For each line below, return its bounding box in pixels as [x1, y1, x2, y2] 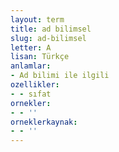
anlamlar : [10, 61, 52, 71]
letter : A [10, 42, 52, 53]
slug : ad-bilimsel [10, 33, 87, 43]
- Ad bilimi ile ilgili [10, 71, 110, 81]
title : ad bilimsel [10, 24, 92, 34]
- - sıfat [10, 89, 52, 99]
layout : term [10, 14, 65, 25]
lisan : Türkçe [10, 52, 70, 62]
